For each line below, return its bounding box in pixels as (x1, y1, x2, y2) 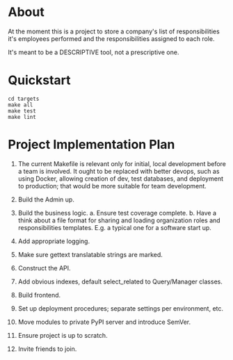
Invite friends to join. (17, 345, 77, 353)
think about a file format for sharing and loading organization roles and (17, 216, 221, 224)
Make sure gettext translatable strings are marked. (17, 250, 163, 259)
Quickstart (8, 72, 72, 88)
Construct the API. (17, 263, 72, 272)
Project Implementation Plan (8, 137, 175, 153)
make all (8, 101, 33, 108)
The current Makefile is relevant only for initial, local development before (17, 159, 227, 167)
